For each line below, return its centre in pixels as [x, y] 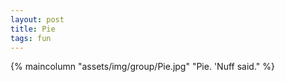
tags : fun [31, 38]
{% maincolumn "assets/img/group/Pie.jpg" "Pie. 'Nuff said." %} [142, 67]
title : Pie [33, 29]
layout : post [37, 19]
